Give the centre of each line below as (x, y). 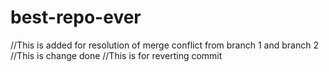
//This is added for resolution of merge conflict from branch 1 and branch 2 (164, 45)
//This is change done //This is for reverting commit (116, 55)
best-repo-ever (76, 17)
